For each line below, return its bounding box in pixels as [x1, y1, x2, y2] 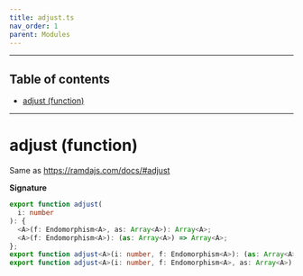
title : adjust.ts [9, 13, 75, 22]
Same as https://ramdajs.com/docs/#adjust [9, 165, 170, 176]
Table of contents [9, 71, 110, 86]
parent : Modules [9, 30, 70, 39]
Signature [9, 183, 48, 193]
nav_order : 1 [9, 22, 59, 31]
